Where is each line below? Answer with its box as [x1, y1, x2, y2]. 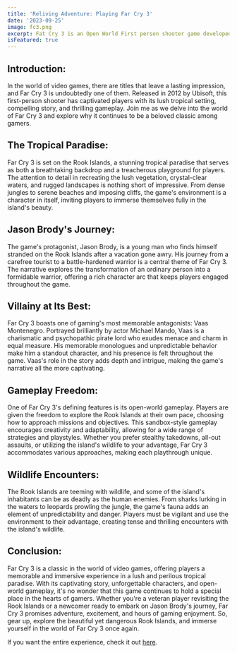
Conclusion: [7, 545, 62, 558]
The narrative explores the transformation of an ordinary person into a [7, 265, 211, 273]
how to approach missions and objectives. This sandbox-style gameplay [7, 418, 217, 427]
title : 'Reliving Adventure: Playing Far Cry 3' [7, 10, 153, 18]
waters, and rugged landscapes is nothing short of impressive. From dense [7, 181, 226, 189]
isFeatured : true [7, 37, 59, 44]
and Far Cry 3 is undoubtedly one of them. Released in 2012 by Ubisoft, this [7, 89, 227, 97]
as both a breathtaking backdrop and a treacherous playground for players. [7, 165, 226, 174]
